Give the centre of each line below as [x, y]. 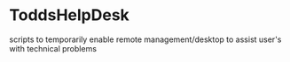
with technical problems [53, 48]
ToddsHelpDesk [70, 15]
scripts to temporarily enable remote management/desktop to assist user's [145, 39]
